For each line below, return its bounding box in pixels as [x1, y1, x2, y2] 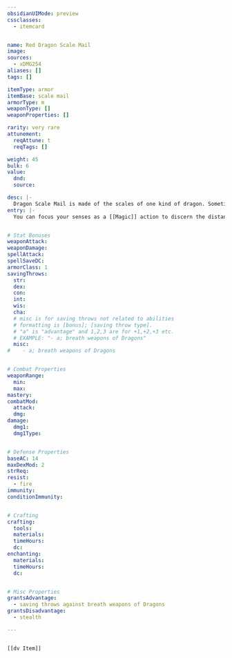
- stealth [13, 614, 41, 621]
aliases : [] [7, 67, 41, 74]
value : [7, 168, 26, 176]
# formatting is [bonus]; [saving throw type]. [13, 322, 153, 329]
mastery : [7, 391, 32, 398]
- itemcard [13, 23, 45, 30]
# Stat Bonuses [7, 232, 51, 239]
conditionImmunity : [7, 493, 64, 501]
